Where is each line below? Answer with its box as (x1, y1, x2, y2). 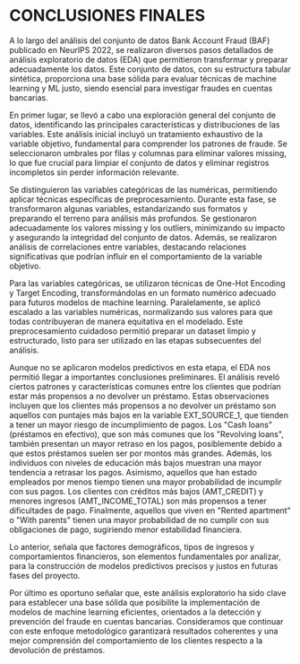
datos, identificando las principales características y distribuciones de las (9, 118, 280, 130)
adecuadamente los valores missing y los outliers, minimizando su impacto (9, 222, 286, 233)
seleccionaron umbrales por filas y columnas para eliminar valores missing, (9, 147, 287, 158)
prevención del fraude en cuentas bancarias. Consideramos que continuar (9, 616, 284, 626)
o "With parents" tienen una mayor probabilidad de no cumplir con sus (9, 514, 270, 525)
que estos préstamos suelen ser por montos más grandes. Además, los (9, 448, 272, 459)
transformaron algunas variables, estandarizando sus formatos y (9, 203, 248, 214)
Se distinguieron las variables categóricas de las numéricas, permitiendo (9, 184, 278, 195)
